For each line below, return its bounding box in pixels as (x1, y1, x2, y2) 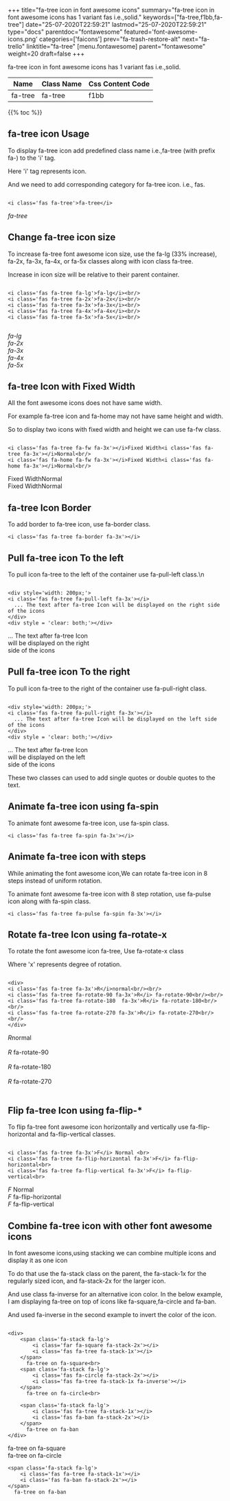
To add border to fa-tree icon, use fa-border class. (8, 520, 151, 528)
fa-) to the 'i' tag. (8, 154, 56, 162)
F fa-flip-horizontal (8, 1193, 62, 1201)
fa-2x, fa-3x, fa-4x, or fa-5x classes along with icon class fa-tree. (8, 257, 194, 265)
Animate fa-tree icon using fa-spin (8, 801, 159, 813)
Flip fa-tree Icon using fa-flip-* (8, 1104, 143, 1116)
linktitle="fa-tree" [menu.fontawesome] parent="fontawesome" (26, 43, 206, 50)
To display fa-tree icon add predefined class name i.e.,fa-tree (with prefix (8, 146, 216, 154)
